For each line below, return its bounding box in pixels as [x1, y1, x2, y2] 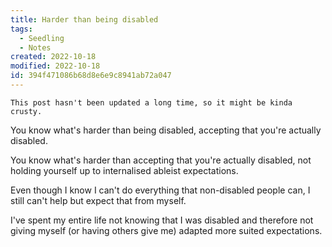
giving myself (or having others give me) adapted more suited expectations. [10, 224, 323, 236]
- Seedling [19, 33, 65, 43]
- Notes [19, 42, 52, 53]
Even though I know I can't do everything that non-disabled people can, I [10, 184, 311, 196]
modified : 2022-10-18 [10, 61, 101, 71]
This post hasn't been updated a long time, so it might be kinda [10, 97, 293, 108]
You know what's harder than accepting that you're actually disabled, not [10, 154, 312, 166]
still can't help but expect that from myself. [10, 194, 187, 206]
